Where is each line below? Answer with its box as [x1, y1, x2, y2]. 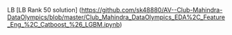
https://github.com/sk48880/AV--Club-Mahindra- [81, 6, 223, 14]
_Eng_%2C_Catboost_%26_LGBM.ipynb [7, 21, 120, 28]
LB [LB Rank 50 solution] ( [7, 6, 82, 14]
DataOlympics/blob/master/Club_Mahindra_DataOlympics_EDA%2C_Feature [7, 13, 225, 21]
